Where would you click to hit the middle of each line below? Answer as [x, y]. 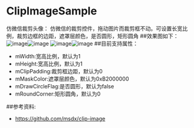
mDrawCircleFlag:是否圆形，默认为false [64, 86]
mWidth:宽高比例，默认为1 [47, 56]
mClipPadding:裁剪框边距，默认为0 [59, 71]
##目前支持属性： [116, 43]
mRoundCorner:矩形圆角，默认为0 [58, 94]
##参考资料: [21, 106]
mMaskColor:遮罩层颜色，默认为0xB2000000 [72, 79]
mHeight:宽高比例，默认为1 [49, 64]
